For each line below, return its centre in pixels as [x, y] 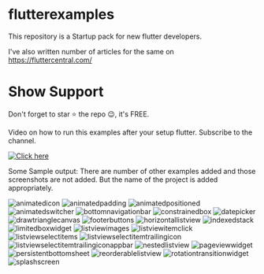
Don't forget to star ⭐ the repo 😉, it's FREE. [79, 114]
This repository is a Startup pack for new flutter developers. [105, 36]
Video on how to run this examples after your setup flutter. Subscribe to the [130, 132]
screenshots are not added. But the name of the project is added [113, 180]
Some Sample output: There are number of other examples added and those [132, 171]
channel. [22, 140]
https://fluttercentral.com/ [50, 60]
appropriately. [31, 187]
